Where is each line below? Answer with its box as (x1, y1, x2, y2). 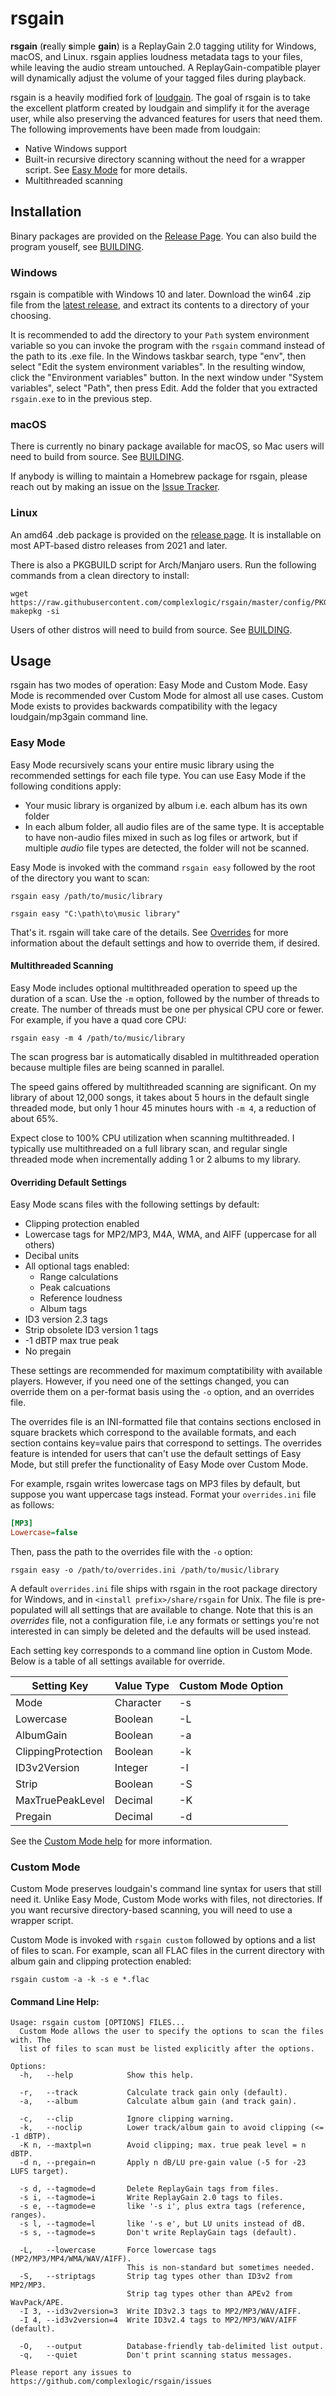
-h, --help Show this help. (19, 2070, 195, 2081)
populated (10, 1603, 53, 1616)
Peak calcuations (39, 1282, 111, 1294)
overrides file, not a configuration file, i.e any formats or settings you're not (10, 1614, 320, 1626)
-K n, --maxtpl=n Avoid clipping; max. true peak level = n (19, 2140, 307, 2151)
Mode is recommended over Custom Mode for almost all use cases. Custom (10, 690, 324, 702)
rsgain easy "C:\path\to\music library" (10, 908, 182, 919)
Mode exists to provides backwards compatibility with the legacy (10, 700, 278, 712)
